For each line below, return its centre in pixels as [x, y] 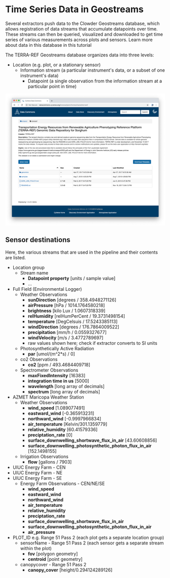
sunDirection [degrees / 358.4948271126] [72, 300]
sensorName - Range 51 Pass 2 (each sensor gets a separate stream [92, 543]
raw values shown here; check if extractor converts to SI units [92, 343]
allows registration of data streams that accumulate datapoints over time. [82, 28]
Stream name [34, 272]
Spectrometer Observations [49, 370]
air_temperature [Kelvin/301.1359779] [67, 424]
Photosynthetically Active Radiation [57, 348]
